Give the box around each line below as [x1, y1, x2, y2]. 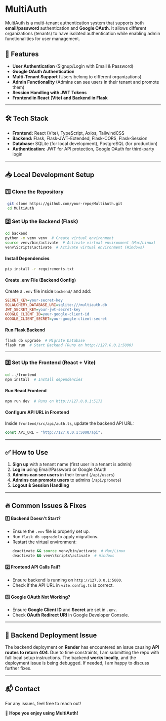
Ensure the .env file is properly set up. [12, 528, 90, 534]
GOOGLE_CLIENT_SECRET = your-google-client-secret [5, 316, 107, 321]
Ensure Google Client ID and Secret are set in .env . [12, 607, 117, 613]
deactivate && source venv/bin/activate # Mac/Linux [12, 549, 125, 554]
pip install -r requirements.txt [5, 266, 74, 271]
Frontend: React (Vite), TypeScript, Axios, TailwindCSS [12, 130, 124, 136]
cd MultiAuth [7, 206, 35, 211]
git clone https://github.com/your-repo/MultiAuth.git [7, 202, 123, 206]
